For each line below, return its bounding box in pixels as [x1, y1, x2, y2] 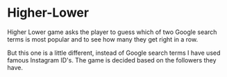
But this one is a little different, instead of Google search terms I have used [7, 49, 221, 57]
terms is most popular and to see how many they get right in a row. [7, 35, 199, 43]
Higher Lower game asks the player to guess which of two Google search [7, 28, 217, 36]
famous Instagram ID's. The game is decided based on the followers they [7, 55, 217, 64]
